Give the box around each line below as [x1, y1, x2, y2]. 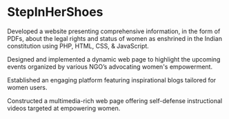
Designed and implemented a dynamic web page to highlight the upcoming [7, 55, 221, 63]
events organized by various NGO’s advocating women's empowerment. [7, 62, 212, 71]
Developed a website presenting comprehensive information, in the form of [7, 27, 221, 35]
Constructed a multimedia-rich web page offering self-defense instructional [7, 96, 223, 104]
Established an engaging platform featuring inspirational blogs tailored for [7, 75, 217, 84]
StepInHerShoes [7, 4, 103, 20]
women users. [7, 83, 48, 91]
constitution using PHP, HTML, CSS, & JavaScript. [7, 42, 150, 50]
